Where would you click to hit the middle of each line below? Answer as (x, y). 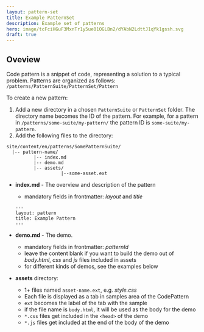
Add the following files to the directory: (64, 135)
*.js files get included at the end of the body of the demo (97, 322)
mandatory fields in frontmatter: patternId (76, 247)
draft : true (21, 35)
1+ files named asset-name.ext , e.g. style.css (80, 290)
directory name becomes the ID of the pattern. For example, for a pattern (107, 116)
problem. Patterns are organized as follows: (61, 81)
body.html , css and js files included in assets (80, 259)
